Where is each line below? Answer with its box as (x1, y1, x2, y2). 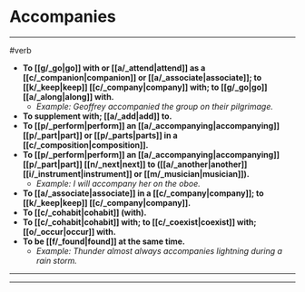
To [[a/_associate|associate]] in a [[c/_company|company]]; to (22, 188, 265, 199)
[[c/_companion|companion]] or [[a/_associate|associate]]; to (22, 72, 262, 83)
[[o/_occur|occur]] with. (22, 226, 116, 237)
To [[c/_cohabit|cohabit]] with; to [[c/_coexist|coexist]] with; (22, 216, 257, 228)
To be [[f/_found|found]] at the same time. (22, 236, 186, 247)
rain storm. (35, 255, 77, 266)
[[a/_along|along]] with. (22, 91, 115, 102)
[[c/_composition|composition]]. (22, 139, 149, 151)
